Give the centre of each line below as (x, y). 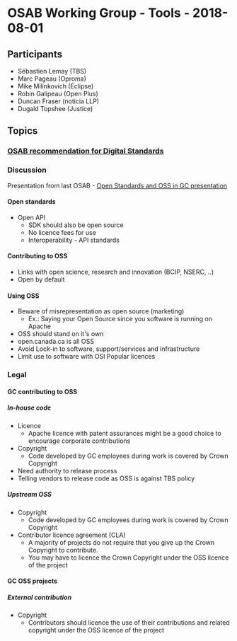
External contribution (40, 597)
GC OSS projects (33, 581)
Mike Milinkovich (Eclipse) (56, 86)
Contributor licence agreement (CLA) (71, 535)
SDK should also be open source (76, 225)
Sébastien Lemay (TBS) (52, 71)
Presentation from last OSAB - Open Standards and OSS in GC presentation (117, 185)
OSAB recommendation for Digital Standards (86, 151)
